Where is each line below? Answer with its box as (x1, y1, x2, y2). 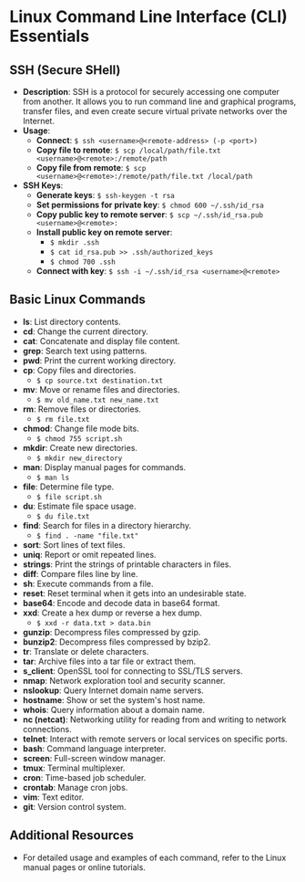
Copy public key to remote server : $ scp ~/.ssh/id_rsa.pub (36, 209, 264, 220)
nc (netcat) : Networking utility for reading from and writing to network (22, 714, 287, 725)
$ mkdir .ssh (49, 238, 100, 247)
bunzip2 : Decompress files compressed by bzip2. (22, 636, 211, 647)
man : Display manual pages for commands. (22, 461, 187, 472)
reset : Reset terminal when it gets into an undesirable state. (22, 587, 247, 599)
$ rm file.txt (36, 415, 90, 424)
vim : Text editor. (22, 792, 85, 803)
